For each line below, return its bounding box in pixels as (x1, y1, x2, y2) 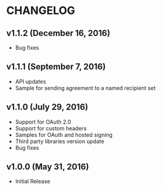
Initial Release (15, 178, 51, 185)
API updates (15, 77, 46, 85)
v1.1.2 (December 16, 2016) (6, 28, 111, 38)
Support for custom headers (15, 124, 87, 132)
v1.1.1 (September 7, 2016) (6, 62, 106, 72)
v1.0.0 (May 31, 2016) (6, 162, 89, 172)
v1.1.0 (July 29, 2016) (6, 102, 89, 113)
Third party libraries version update (15, 138, 105, 145)
